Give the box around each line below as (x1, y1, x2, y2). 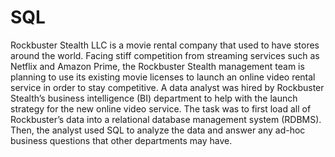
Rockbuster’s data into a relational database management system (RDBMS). (10, 113, 322, 125)
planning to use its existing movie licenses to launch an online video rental (10, 71, 316, 83)
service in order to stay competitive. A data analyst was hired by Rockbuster (10, 81, 325, 93)
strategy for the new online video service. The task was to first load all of (10, 102, 312, 115)
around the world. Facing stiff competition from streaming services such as (10, 49, 320, 61)
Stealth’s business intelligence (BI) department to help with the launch (10, 92, 298, 104)
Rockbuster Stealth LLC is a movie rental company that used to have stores (10, 39, 320, 51)
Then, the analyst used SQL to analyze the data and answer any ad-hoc (10, 124, 306, 136)
